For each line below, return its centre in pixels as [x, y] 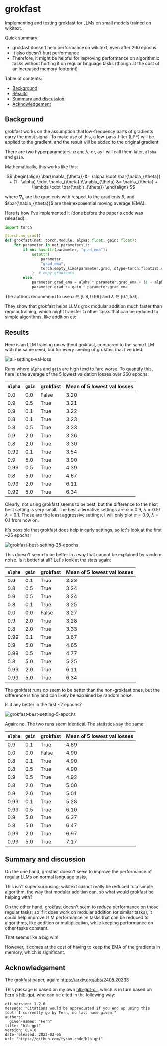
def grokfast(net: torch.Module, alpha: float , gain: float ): [71, 241]
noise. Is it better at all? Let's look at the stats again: [58, 560]
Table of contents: [24, 78]
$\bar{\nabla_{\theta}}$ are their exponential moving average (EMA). [75, 203]
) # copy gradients [53, 273]
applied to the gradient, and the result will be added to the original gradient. [83, 142]
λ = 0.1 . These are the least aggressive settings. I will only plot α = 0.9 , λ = [82, 515]
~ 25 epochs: [18, 535]
